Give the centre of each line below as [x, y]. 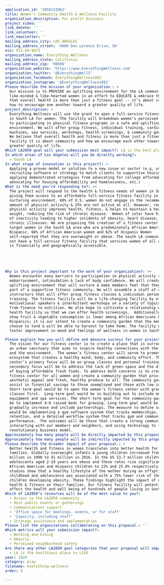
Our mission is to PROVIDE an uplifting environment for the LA [76, 91]
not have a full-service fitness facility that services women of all [83, 241]
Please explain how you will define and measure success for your [74, 339]
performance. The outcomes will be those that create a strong [76, 421]
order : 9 [14, 571]
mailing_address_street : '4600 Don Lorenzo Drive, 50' [62, 46]
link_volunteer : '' [25, 32]
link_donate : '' [21, 28]
